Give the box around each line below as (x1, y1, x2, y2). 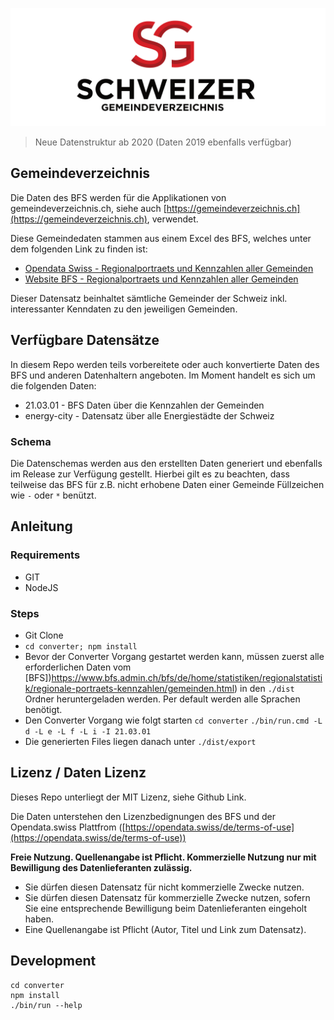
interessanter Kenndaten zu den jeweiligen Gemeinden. (10, 303, 238, 315)
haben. (24, 913, 54, 925)
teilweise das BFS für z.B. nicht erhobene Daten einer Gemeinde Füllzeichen (10, 478, 325, 490)
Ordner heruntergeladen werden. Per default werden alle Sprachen (24, 693, 301, 705)
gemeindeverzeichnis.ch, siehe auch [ (10, 202, 167, 214)
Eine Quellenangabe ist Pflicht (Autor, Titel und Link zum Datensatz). (24, 923, 307, 935)
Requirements (10, 548, 81, 562)
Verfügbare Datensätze (10, 332, 160, 349)
